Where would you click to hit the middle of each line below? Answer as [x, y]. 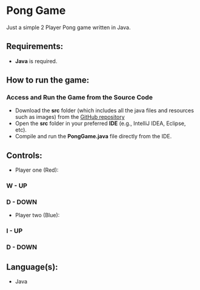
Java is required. [36, 61]
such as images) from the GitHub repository [70, 117]
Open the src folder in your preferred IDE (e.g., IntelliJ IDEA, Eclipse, [100, 123]
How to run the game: [48, 80]
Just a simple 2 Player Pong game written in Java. [68, 27]
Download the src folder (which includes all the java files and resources [104, 110]
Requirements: [35, 46]
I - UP [15, 231]
